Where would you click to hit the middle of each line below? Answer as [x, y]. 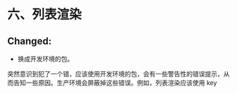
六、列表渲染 [45, 14]
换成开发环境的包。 [45, 59]
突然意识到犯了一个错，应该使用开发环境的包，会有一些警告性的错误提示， [115, 74]
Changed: [29, 41]
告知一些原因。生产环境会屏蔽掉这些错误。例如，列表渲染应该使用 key [115, 83]
